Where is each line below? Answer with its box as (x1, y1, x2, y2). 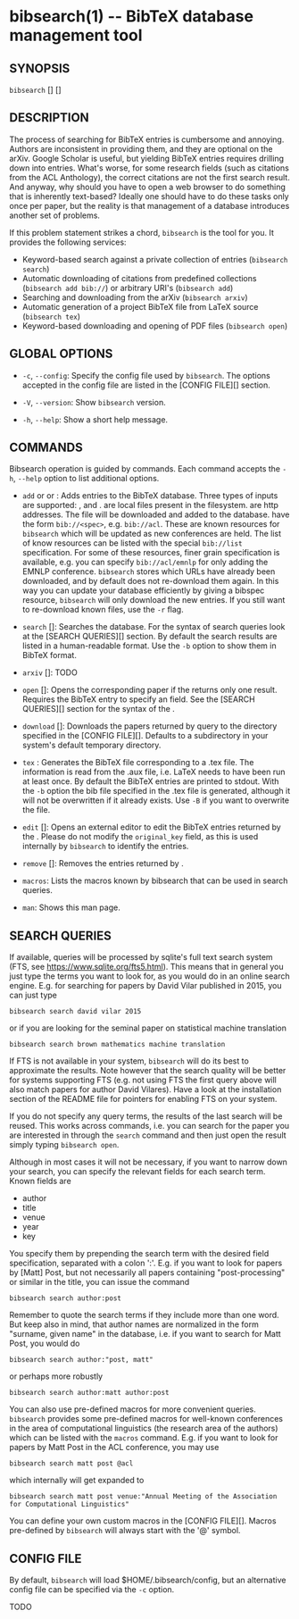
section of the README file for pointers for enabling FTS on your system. (9, 1094, 278, 1105)
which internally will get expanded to (9, 1475, 145, 1486)
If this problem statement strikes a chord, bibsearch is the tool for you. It (9, 227, 274, 238)
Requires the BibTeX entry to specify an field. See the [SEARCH (21, 694, 256, 705)
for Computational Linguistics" (9, 1500, 129, 1509)
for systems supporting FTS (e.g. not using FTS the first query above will (9, 1074, 277, 1086)
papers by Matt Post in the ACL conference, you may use (9, 1442, 220, 1453)
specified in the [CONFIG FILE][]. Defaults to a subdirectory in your (21, 730, 269, 741)
